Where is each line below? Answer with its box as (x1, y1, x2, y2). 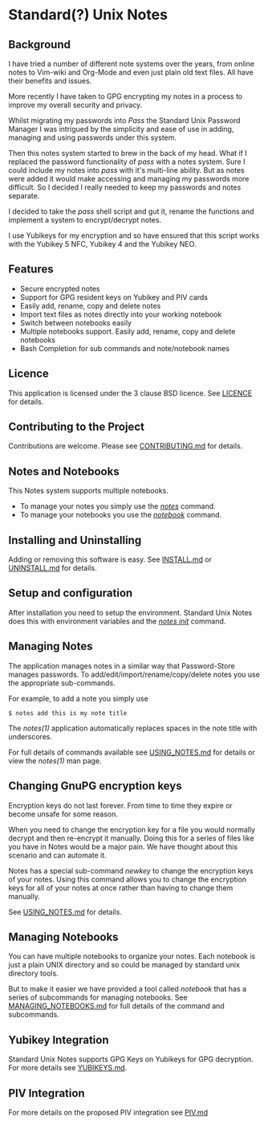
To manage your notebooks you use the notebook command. (19, 510, 222, 520)
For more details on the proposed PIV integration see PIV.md (8, 1107, 209, 1117)
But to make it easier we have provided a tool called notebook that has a (8, 984, 247, 994)
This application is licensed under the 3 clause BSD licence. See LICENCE (8, 388, 253, 398)
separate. (8, 191, 40, 200)
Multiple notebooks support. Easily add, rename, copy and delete (19, 326, 236, 336)
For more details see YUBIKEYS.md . (8, 1063, 128, 1073)
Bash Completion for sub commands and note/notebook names (19, 343, 230, 353)
